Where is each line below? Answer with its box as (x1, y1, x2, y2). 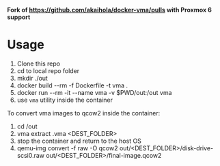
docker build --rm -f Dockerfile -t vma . (16, 81, 128, 89)
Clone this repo (16, 59, 60, 68)
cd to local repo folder (16, 66, 80, 74)
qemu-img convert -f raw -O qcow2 (16, 143, 118, 152)
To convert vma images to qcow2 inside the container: (7, 109, 161, 117)
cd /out (16, 122, 38, 130)
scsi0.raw (16, 151, 45, 159)
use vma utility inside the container (16, 96, 113, 104)
